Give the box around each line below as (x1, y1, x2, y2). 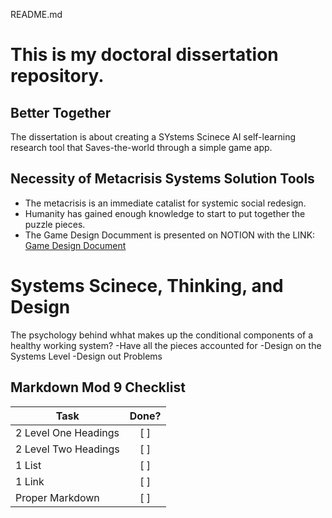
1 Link (15, 474, 45, 488)
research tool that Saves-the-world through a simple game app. (10, 142, 273, 153)
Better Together (10, 104, 112, 121)
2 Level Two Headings (15, 442, 120, 456)
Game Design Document (24, 239, 127, 251)
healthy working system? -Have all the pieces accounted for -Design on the (10, 339, 322, 351)
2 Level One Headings (15, 425, 120, 439)
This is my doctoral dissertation (10, 44, 279, 66)
